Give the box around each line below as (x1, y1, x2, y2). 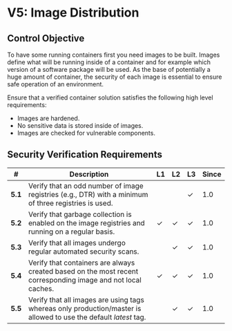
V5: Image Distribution (7, 5, 139, 21)
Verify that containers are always (28, 258, 135, 267)
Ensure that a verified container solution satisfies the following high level (7, 93, 213, 102)
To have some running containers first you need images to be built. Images (7, 50, 220, 59)
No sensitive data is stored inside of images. (17, 122, 144, 129)
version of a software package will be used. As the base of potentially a (7, 66, 211, 73)
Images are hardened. (17, 114, 80, 122)
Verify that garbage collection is (28, 209, 133, 219)
